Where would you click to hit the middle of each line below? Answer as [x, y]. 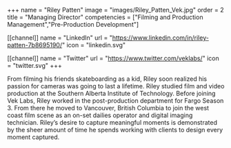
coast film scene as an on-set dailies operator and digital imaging [100, 115]
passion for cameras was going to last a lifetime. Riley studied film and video [116, 86]
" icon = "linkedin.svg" [94, 45]
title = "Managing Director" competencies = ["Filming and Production [105, 17]
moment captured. [33, 137]
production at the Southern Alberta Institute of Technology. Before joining [111, 93]
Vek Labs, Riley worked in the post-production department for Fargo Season [115, 101]
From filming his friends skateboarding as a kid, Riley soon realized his [107, 79]
